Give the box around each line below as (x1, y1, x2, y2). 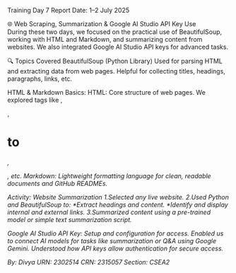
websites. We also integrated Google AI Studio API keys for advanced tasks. (7, 42, 228, 51)
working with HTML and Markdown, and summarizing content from (7, 35, 203, 43)
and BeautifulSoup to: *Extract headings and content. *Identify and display (7, 200, 228, 209)
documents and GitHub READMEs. (7, 179, 108, 187)
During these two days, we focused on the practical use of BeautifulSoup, (7, 28, 223, 36)
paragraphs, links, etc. (7, 74, 73, 83)
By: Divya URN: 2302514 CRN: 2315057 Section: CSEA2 (7, 257, 170, 266)
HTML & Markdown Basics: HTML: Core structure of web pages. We (7, 88, 206, 96)
